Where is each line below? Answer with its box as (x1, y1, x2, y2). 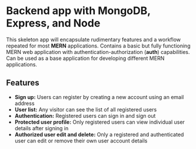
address (14, 100, 35, 107)
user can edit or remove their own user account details (14, 137, 148, 144)
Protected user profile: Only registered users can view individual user (14, 118, 185, 126)
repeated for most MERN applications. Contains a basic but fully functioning (6, 42, 191, 49)
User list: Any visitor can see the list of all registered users (14, 106, 157, 113)
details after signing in (14, 124, 69, 131)
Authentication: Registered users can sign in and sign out (14, 112, 156, 119)
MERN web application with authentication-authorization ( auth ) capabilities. (6, 48, 190, 55)
